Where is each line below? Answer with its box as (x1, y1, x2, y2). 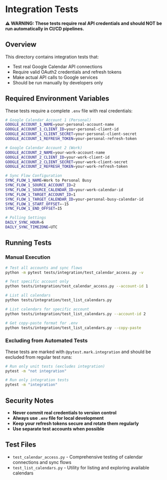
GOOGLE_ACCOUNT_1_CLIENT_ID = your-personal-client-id (5, 127, 119, 132)
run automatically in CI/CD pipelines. (5, 25, 85, 31)
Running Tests (5, 238, 52, 247)
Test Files (5, 441, 36, 449)
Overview (5, 40, 37, 49)
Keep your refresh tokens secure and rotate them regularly (12, 420, 139, 426)
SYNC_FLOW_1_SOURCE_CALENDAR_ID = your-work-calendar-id (5, 187, 123, 193)
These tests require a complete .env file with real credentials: (5, 108, 133, 114)
